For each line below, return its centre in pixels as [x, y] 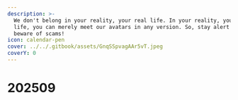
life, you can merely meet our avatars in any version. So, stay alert [122, 27]
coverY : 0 [22, 54]
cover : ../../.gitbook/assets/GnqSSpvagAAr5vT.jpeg [85, 46]
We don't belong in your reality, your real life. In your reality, [117, 20]
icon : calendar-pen [36, 40]
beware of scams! [39, 33]
